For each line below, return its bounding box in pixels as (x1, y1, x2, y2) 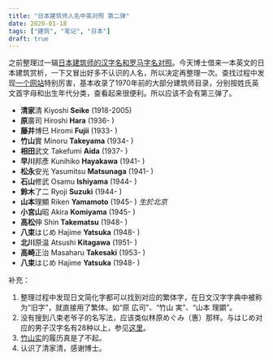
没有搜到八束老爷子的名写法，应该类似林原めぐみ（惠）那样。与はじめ (19, 313, 256, 323)
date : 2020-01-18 (8, 20, 67, 28)
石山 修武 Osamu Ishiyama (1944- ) (19, 176, 137, 187)
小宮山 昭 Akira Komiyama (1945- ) (19, 207, 136, 217)
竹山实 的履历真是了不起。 (19, 333, 106, 343)
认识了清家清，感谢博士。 (19, 343, 106, 353)
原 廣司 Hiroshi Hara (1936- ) (19, 115, 115, 126)
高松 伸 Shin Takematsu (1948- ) (19, 217, 128, 228)
